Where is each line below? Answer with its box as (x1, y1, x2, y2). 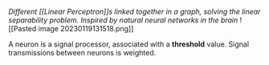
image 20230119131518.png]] (38, 24, 134, 33)
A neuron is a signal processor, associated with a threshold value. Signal (8, 39, 250, 49)
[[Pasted (8, 24, 37, 33)
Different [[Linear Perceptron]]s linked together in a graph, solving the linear (8, 7, 261, 16)
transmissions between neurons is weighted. (8, 48, 157, 57)
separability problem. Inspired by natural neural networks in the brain (8, 15, 238, 25)
